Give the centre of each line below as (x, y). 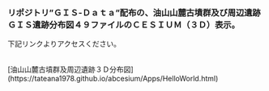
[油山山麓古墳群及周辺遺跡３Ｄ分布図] (71, 69)
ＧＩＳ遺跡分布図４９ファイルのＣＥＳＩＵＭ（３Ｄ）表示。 (124, 24)
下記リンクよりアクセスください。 (64, 44)
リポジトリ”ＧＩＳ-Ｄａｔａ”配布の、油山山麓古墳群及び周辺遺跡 (134, 12)
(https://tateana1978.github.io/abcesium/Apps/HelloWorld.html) (113, 79)
